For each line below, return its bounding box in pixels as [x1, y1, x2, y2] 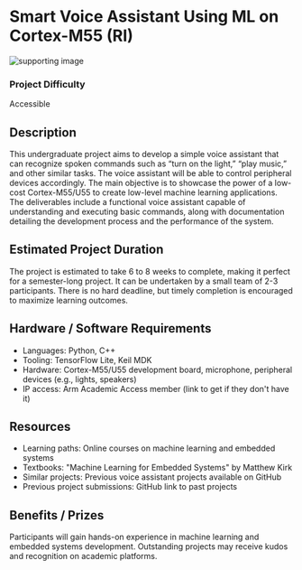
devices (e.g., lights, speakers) [22, 373, 137, 385]
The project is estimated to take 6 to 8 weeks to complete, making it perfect [9, 266, 291, 276]
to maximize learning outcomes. [9, 294, 129, 305]
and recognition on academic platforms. [9, 551, 158, 562]
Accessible [9, 98, 51, 109]
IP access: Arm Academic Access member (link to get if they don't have [22, 383, 290, 394]
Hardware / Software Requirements [9, 321, 212, 336]
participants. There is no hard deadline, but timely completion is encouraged [9, 285, 293, 295]
